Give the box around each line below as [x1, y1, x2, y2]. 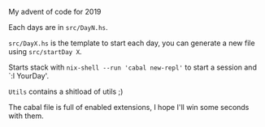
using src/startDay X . [8, 47, 83, 56]
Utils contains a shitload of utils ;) [8, 87, 124, 96]
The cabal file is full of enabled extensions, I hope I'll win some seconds [8, 103, 250, 112]
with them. [8, 111, 44, 121]
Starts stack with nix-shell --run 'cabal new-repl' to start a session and [8, 62, 258, 72]
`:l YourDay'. [8, 71, 50, 80]
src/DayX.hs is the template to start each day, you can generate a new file [8, 38, 255, 48]
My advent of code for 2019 [8, 7, 102, 16]
